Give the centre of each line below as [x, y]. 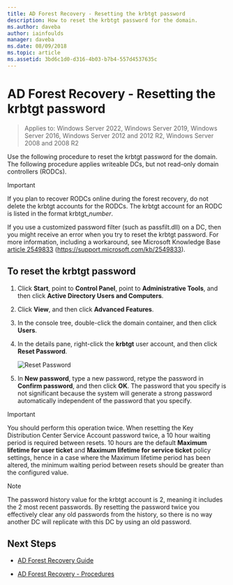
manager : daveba [31, 40]
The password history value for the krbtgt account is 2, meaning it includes [115, 499]
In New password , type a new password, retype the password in [111, 378]
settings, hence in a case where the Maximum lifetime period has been [109, 457]
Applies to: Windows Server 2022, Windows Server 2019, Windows [121, 128]
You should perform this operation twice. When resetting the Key [100, 428]
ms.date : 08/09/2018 [37, 46]
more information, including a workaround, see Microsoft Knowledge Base [114, 241]
